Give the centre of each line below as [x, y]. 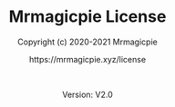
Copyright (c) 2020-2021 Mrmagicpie [87, 42]
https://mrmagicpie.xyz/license [87, 59]
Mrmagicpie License [87, 17]
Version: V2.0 [87, 94]
